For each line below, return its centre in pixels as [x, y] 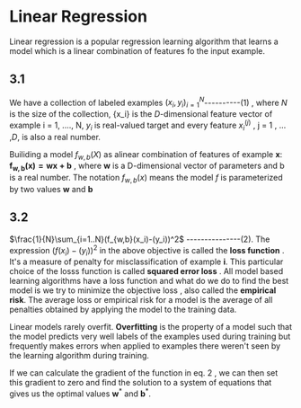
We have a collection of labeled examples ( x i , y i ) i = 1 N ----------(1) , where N [148, 102]
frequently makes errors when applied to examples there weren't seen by [145, 346]
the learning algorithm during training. [80, 356]
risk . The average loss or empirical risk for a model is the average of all [141, 300]
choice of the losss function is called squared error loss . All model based [146, 271]
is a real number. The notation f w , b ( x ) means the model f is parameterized [146, 179]
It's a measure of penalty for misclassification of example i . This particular [146, 262]
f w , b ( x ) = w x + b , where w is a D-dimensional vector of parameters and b [147, 167]
